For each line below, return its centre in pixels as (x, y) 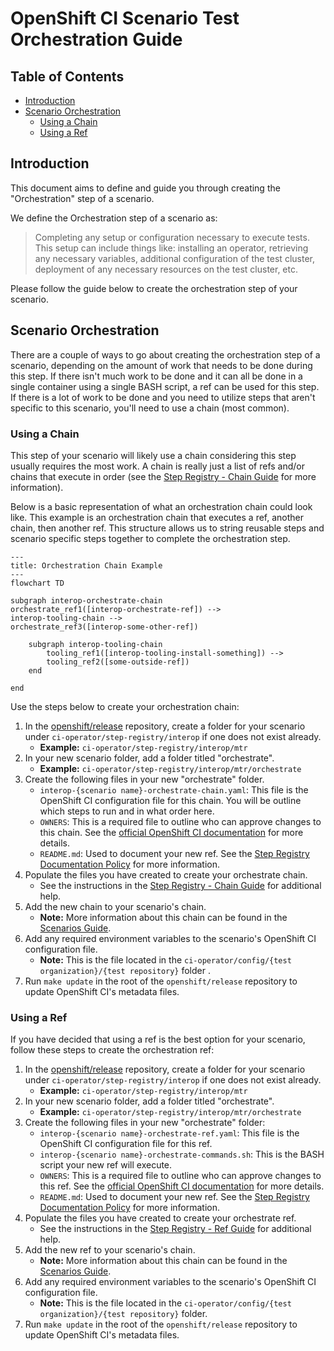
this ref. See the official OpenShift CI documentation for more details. (182, 1186)
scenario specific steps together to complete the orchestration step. (150, 538)
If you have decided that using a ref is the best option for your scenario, (158, 1039)
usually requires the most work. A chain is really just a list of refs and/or (157, 466)
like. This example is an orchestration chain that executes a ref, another (157, 517)
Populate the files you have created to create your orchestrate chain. (166, 874)
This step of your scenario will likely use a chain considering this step (153, 455)
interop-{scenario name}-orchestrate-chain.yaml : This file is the (174, 789)
